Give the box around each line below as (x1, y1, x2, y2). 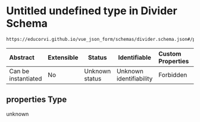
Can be (9, 67, 30, 75)
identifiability (116, 74, 153, 82)
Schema (6, 17, 48, 30)
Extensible (47, 53, 79, 62)
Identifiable (118, 53, 152, 62)
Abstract (9, 53, 35, 62)
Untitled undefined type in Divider (6, 4, 177, 18)
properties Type (6, 95, 67, 105)
